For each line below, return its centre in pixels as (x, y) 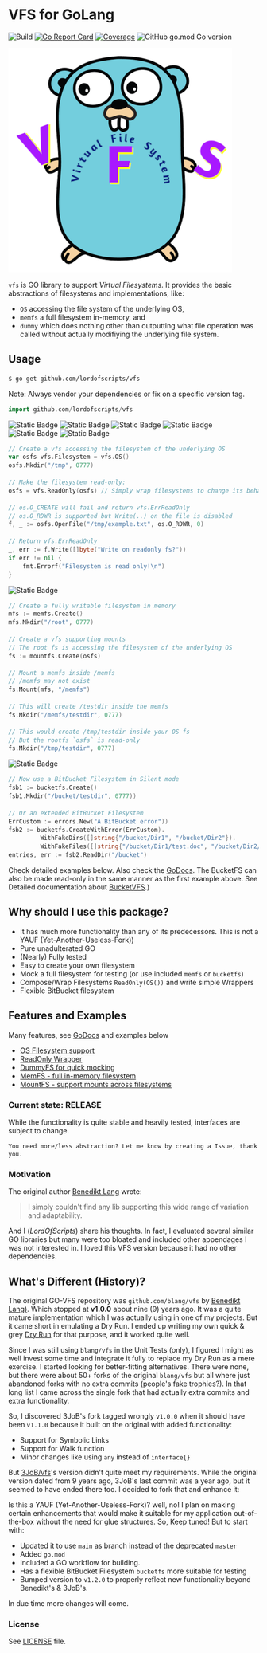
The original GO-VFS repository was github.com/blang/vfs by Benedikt (124, 1301)
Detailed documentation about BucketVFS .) (79, 887)
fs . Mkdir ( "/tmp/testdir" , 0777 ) (62, 748)
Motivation (30, 1174)
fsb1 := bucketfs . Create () (53, 788)
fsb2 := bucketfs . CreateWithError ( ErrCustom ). (87, 830)
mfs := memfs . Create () (46, 614)
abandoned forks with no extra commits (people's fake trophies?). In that (128, 1384)
